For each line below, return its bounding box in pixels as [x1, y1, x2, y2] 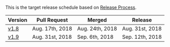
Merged [87, 16, 107, 24]
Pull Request [36, 16, 68, 24]
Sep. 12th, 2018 [122, 33, 162, 40]
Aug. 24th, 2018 [77, 25, 117, 32]
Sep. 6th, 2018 [77, 33, 114, 40]
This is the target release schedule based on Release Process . [5, 5, 137, 10]
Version [8, 16, 28, 24]
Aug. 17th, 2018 [32, 25, 73, 32]
